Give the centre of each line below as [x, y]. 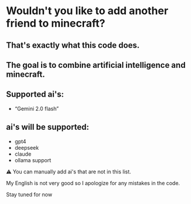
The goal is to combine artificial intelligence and [96, 65]
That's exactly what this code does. [73, 45]
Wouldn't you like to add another [87, 11]
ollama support [33, 160]
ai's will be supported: [48, 127]
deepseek [27, 147]
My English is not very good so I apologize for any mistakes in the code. [93, 183]
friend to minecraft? [56, 23]
